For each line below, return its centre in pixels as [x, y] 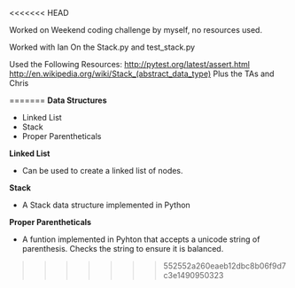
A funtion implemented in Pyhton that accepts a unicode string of [141, 239]
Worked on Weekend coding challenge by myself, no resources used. [136, 30]
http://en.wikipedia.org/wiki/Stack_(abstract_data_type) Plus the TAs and [142, 74]
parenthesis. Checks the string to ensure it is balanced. [123, 249]
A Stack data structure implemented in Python [106, 205]
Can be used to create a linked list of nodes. [102, 171]
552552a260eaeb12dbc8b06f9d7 [225, 266]
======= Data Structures [58, 100]
